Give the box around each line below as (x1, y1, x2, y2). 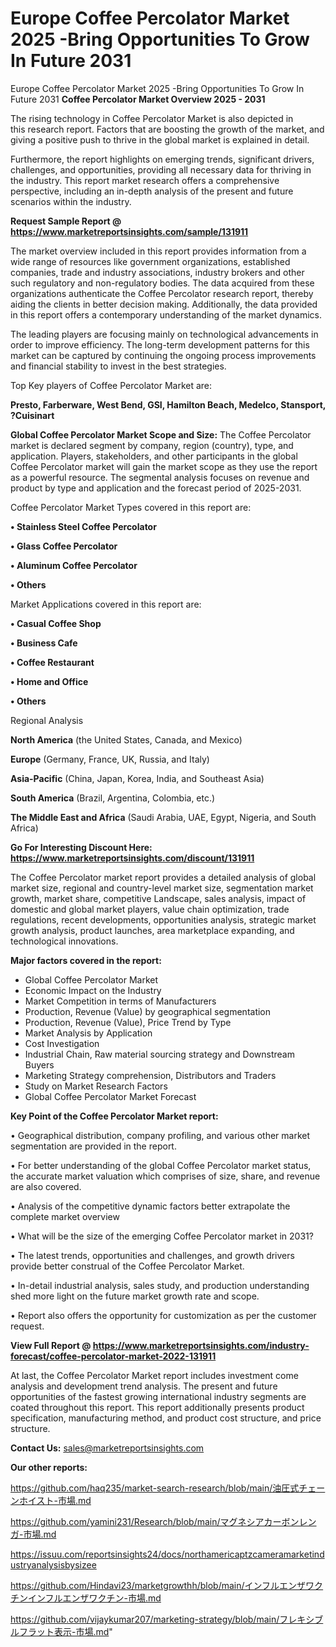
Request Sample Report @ (10, 215, 122, 227)
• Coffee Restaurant (10, 656, 95, 668)
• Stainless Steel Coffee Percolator (10, 520, 157, 532)
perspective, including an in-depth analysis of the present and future (10, 185, 294, 197)
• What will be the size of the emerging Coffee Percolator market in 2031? (10, 1230, 314, 1242)
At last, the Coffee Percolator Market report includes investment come (10, 1369, 299, 1381)
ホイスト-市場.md (18, 1494, 92, 1506)
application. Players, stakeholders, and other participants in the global (10, 450, 298, 462)
